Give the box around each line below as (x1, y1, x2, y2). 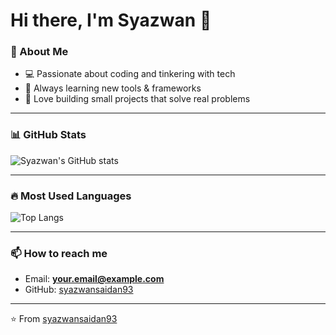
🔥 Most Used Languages (10, 189, 132, 203)
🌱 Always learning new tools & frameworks (24, 82, 202, 94)
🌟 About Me (10, 45, 69, 59)
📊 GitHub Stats (10, 128, 87, 142)
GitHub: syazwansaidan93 (24, 284, 134, 296)
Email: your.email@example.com (24, 273, 165, 285)
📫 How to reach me (10, 247, 108, 260)
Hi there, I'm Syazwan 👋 (10, 9, 212, 32)
